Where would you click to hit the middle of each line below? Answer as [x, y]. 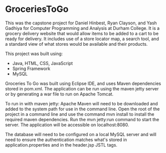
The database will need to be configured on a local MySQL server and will [81, 134]
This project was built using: [34, 54]
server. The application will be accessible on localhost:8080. [67, 125]
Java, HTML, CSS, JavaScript [42, 63]
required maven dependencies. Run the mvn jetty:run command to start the [82, 119]
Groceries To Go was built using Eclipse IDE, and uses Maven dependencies [83, 83]
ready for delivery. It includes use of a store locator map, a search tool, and [82, 39]
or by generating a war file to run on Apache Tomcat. [59, 94]
